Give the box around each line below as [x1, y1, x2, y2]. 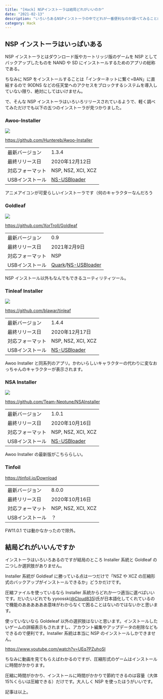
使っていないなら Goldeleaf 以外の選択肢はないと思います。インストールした [5, 618, 158, 624]
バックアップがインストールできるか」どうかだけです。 [13, 579, 124, 585]
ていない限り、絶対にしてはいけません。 [5, 88, 86, 94]
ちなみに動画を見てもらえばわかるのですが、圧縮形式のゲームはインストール [5, 656, 158, 662]
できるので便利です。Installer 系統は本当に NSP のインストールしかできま [5, 630, 152, 636]
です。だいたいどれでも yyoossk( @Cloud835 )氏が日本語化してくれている [5, 596, 151, 602]
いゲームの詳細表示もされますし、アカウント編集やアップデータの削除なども [5, 624, 158, 630]
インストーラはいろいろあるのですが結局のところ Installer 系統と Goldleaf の [5, 557, 158, 563]
